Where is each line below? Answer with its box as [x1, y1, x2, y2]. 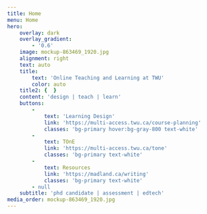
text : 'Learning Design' [43, 113, 116, 119]
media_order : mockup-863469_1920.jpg [7, 196, 116, 204]
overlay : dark [19, 29, 60, 37]
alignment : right [19, 55, 69, 62]
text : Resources [43, 164, 91, 171]
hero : [7, 23, 23, 30]
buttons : [19, 100, 45, 107]
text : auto [19, 61, 51, 68]
